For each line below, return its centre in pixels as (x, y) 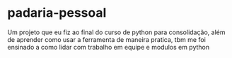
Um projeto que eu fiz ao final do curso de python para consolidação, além (116, 32)
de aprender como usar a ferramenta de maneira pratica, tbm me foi (107, 39)
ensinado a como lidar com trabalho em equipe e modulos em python (109, 47)
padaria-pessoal (57, 13)
